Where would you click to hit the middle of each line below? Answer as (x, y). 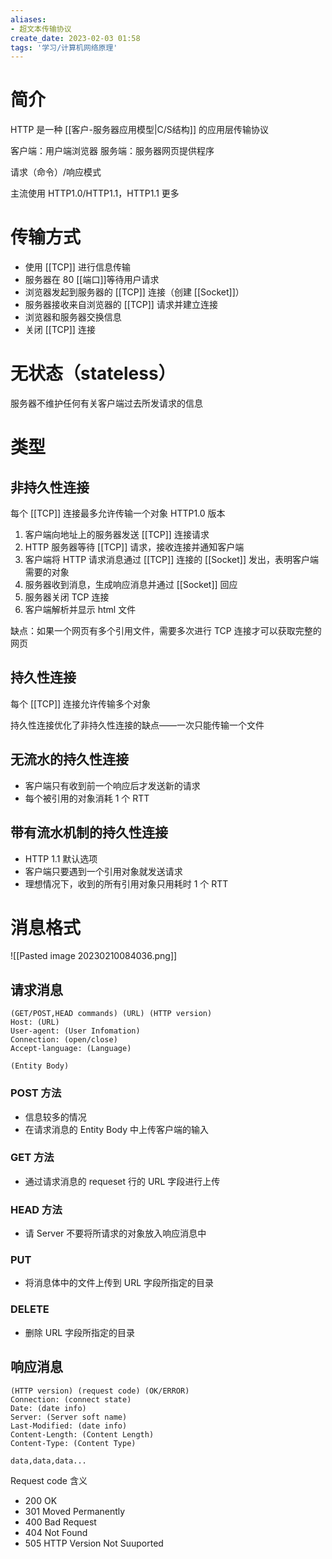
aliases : (28, 19)
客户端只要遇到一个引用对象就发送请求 (103, 871)
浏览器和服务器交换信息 (73, 317)
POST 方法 (36, 1093)
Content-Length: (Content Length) (82, 1434)
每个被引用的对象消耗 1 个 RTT (87, 798)
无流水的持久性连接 (69, 759)
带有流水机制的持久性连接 (89, 832)
